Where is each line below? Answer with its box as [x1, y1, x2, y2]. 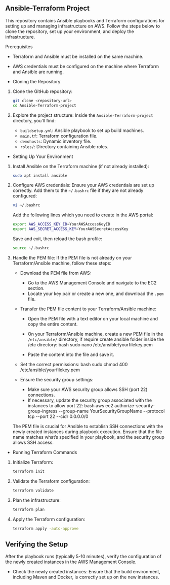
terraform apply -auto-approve [12, 526, 79, 531]
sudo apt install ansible [12, 173, 67, 178]
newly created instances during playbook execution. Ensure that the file [12, 429, 162, 435]
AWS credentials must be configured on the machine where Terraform [12, 63, 159, 69]
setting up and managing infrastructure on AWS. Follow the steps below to [5, 23, 160, 29]
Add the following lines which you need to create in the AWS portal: [12, 212, 153, 218]
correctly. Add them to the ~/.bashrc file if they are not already [12, 187, 144, 193]
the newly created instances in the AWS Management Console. [5, 559, 137, 565]
